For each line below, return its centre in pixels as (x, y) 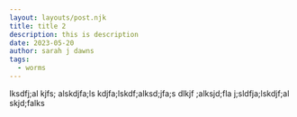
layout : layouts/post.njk (58, 18)
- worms (32, 68)
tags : (19, 59)
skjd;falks (27, 103)
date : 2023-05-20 (42, 43)
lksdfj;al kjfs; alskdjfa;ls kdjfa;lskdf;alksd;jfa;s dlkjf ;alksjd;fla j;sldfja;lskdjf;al (149, 93)
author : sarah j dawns (52, 51)
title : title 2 (38, 26)
